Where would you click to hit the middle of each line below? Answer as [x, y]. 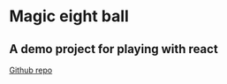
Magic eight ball [69, 16]
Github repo [31, 70]
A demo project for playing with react [113, 49]
